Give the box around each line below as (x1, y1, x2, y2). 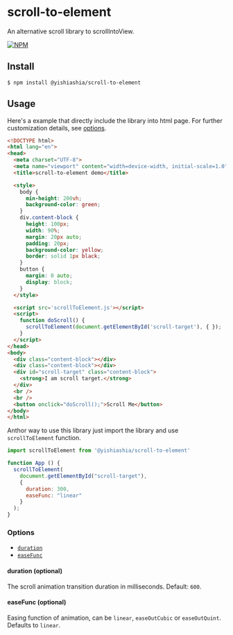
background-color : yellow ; (25, 246, 104, 253)
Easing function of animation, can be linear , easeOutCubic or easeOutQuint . (7, 613, 222, 622)
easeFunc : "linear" (25, 492, 82, 499)
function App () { (7, 459, 60, 467)
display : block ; (25, 278, 73, 285)
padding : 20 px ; (25, 240, 70, 247)
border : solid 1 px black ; (25, 253, 101, 260)
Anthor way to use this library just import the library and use (7, 426, 179, 434)
